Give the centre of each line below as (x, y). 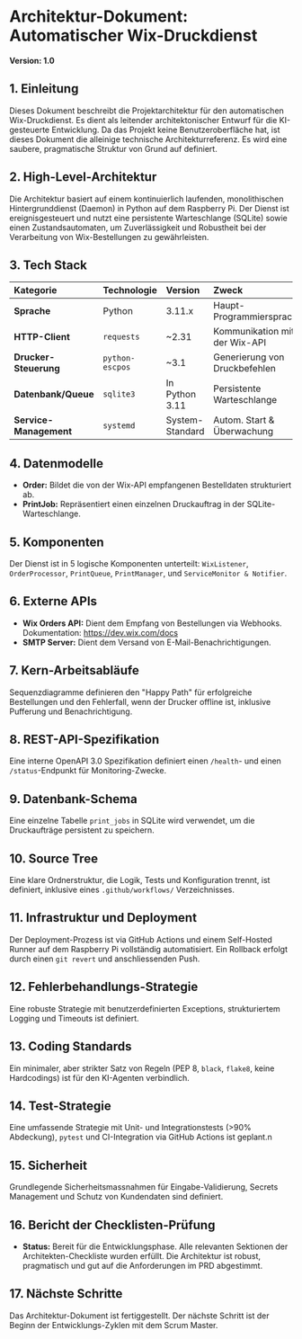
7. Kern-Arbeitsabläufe (74, 670)
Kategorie (36, 290)
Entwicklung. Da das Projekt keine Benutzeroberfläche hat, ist (166, 129)
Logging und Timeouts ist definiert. (74, 1018)
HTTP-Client (42, 337)
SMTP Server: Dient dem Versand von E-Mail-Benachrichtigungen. (147, 642)
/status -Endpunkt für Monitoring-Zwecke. (88, 771)
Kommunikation (246, 332)
